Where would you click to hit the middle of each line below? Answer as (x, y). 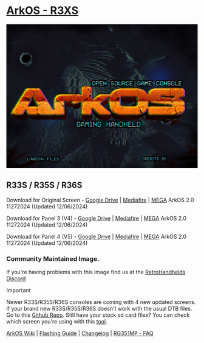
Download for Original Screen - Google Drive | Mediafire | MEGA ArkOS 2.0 (100, 200)
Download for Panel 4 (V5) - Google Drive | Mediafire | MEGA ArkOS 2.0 (97, 236)
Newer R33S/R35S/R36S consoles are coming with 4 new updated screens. (101, 302)
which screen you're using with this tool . (57, 322)
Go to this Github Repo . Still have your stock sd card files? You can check (98, 315)
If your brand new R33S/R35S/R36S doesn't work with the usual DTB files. (99, 309)
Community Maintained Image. (53, 258)
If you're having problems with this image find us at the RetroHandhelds (96, 272)
